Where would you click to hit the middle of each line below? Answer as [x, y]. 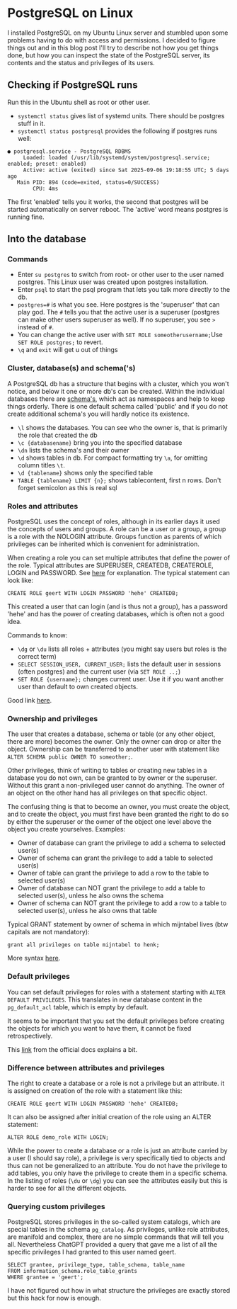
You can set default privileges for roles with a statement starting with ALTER [116, 992]
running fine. [26, 217]
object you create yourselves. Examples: [67, 829]
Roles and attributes [43, 506]
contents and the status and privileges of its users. [81, 62]
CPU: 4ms [46, 188]
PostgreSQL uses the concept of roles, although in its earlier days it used [114, 521]
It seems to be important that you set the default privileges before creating [116, 1021]
